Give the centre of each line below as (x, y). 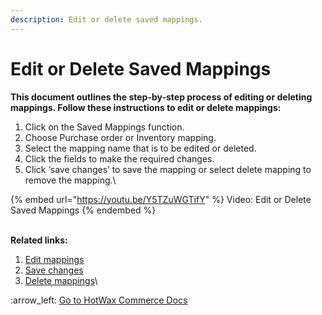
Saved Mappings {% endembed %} (83, 210)
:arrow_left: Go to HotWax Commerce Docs (99, 300)
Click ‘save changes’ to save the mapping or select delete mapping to (168, 169)
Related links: (39, 240)
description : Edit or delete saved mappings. (106, 19)
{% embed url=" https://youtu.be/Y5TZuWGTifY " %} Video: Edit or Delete (161, 199)
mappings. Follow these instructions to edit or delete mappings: (146, 107)
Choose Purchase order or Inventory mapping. (120, 137)
